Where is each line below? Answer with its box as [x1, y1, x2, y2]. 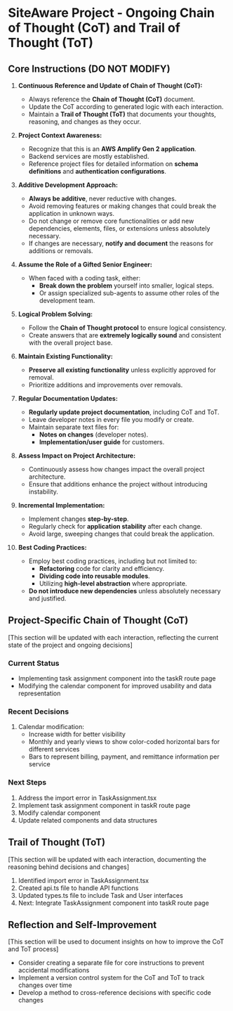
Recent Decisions [8, 707, 69, 716]
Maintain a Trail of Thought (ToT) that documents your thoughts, [28, 110, 216, 118]
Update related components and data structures [18, 816, 157, 824]
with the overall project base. [28, 339, 113, 347]
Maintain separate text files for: [28, 423, 119, 431]
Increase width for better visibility [28, 730, 126, 739]
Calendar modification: [18, 723, 85, 731]
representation [18, 689, 61, 697]
